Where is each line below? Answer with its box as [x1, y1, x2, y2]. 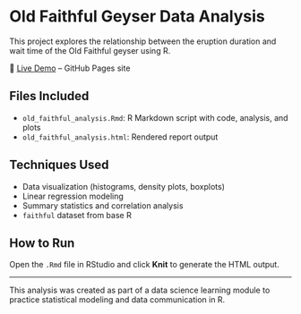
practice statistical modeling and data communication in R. [9, 294, 226, 305]
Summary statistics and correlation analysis [21, 199, 184, 211]
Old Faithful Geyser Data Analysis [9, 6, 266, 27]
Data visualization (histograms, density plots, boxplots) [21, 181, 226, 191]
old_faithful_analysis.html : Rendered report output [21, 132, 219, 142]
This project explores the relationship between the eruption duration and [9, 36, 277, 47]
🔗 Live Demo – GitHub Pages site [9, 63, 131, 73]
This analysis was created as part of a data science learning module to [9, 284, 271, 296]
